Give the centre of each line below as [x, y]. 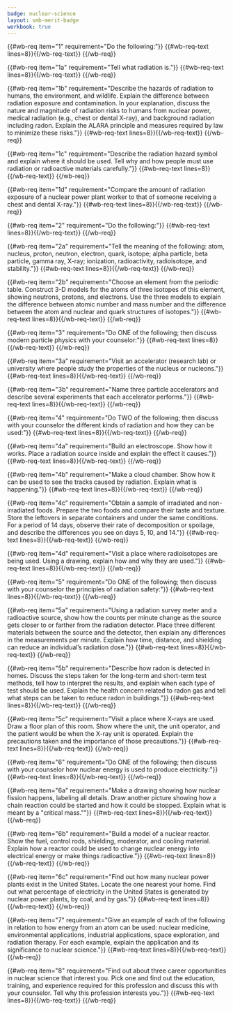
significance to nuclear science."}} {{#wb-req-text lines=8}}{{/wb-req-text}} [117, 950]
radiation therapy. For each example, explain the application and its [103, 943]
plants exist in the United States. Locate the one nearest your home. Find [112, 885]
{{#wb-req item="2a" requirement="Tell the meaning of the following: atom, [116, 246]
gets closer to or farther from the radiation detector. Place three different [111, 625]
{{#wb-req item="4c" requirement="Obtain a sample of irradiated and [107, 503]
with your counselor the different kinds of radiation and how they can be [111, 425]
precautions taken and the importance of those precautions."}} [97, 741]
